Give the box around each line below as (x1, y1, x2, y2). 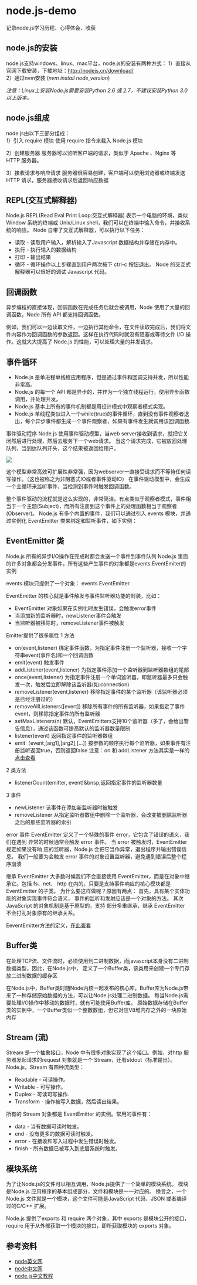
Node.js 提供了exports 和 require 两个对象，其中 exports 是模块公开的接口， (6, 1215, 190, 1222)
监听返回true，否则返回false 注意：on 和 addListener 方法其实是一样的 (19, 747, 190, 754)
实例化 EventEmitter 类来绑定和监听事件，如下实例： (11, 517, 138, 524)
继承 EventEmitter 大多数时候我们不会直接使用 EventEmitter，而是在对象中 (6, 872, 185, 880)
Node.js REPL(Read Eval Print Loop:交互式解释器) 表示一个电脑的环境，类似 (6, 212, 188, 219)
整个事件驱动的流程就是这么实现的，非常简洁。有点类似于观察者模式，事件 (6, 495, 186, 502)
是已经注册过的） (14, 696, 56, 703)
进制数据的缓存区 (16, 972, 57, 979)
